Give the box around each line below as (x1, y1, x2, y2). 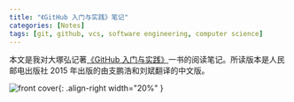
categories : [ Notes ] (9, 21, 86, 30)
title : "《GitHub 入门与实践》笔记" (9, 12, 129, 22)
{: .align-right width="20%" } (58, 83, 164, 93)
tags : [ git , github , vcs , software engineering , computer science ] (9, 29, 264, 38)
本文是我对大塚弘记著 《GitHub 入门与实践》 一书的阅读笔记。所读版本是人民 (9, 55, 285, 65)
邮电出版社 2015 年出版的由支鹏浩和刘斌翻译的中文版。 (9, 65, 210, 76)
